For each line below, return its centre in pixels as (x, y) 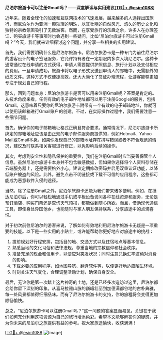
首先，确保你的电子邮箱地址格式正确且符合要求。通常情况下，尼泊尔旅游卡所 (81, 128)
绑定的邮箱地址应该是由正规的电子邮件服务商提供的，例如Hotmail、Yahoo (78, 134)
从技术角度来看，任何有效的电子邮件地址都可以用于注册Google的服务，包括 (80, 99)
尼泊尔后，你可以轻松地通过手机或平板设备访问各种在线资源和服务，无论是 (83, 197)
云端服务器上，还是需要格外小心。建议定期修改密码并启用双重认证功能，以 (79, 168)
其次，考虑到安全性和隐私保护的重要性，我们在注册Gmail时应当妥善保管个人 (81, 156)
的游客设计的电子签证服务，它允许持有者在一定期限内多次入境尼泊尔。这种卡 (81, 58)
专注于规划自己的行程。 (28, 83)
